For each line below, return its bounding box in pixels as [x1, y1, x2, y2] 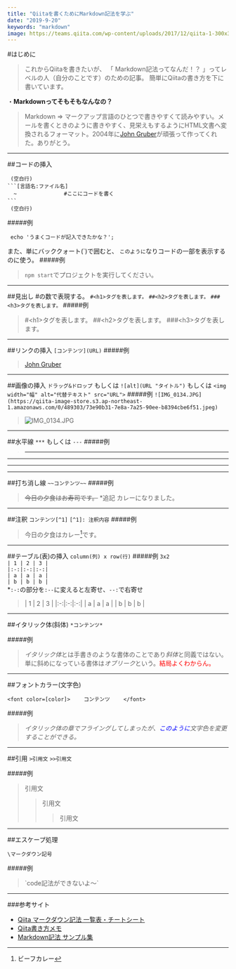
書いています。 [24, 82, 67, 91]
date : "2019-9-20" [7, 17, 61, 24]
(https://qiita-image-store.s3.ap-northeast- [7, 398, 143, 405]
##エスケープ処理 [7, 835, 58, 843]
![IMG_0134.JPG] [154, 391, 202, 399]
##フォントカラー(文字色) [7, 680, 81, 689]
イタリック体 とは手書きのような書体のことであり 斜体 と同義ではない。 [24, 650, 228, 659]
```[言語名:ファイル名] [7, 183, 69, 190]
